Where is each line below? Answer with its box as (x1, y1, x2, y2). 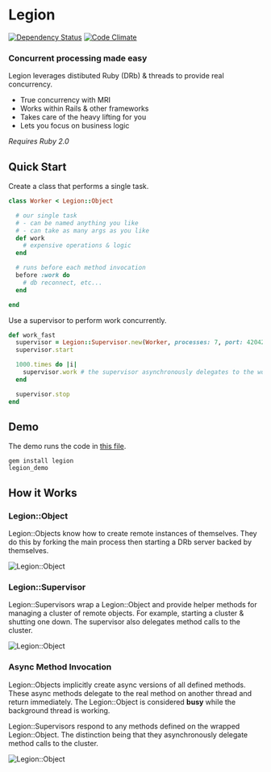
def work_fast (8, 331, 56, 339)
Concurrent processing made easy (8, 52, 148, 64)
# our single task (15, 212, 78, 220)
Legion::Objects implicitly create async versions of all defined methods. (8, 680, 246, 690)
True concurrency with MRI (19, 95, 111, 105)
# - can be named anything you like (15, 219, 139, 227)
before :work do (15, 271, 70, 279)
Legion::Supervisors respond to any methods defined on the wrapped (8, 721, 240, 731)
